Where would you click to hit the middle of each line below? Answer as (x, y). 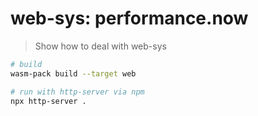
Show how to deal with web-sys (100, 46)
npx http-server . (48, 101)
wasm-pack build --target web (73, 73)
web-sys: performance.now (129, 18)
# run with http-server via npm (77, 92)
